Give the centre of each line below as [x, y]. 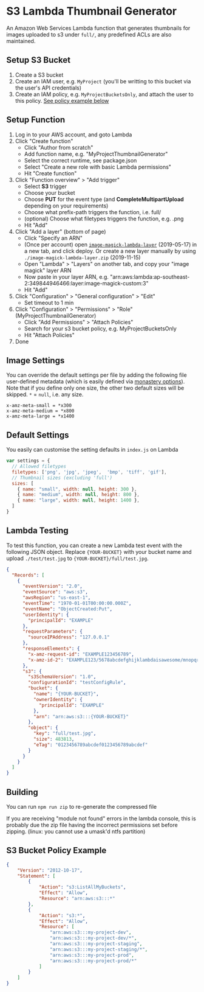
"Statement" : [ [36, 876]
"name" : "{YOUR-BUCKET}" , [66, 694]
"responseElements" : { [51, 649]
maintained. [21, 41]
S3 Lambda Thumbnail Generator [92, 11]
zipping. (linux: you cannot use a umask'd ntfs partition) [76, 831]
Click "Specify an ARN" [53, 238]
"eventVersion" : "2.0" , [53, 586]
